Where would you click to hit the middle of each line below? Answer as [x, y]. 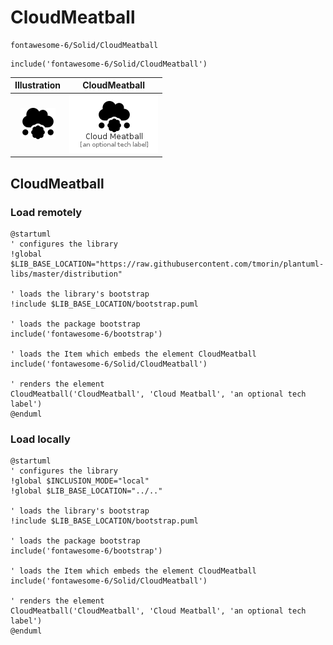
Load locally [40, 439]
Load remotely [46, 212]
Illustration [38, 85]
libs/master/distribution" [66, 274]
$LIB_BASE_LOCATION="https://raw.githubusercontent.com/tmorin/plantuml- [167, 264]
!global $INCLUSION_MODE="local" [80, 481]
